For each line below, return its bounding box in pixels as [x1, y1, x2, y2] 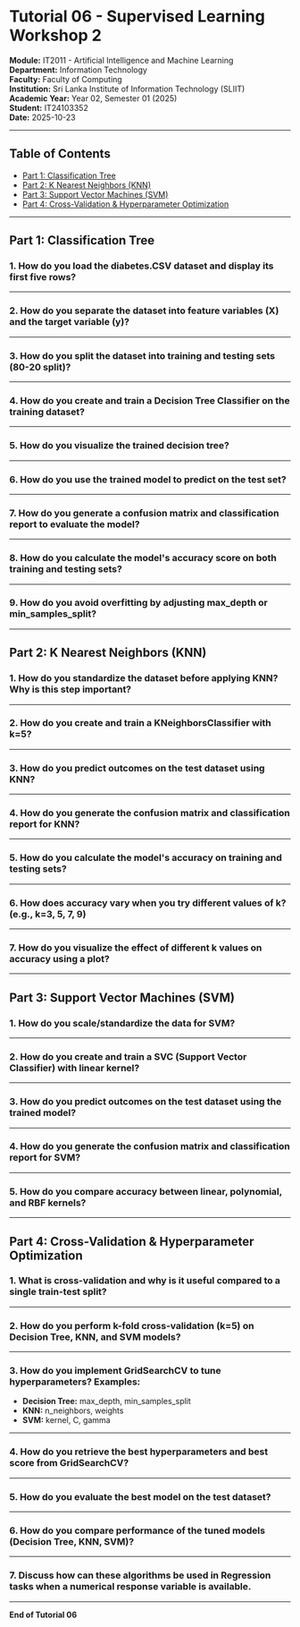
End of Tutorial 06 [9, 1609, 78, 1620]
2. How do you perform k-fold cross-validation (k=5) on [9, 1319, 254, 1332]
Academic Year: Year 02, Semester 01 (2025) [9, 92, 178, 104]
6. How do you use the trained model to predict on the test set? [9, 473, 287, 485]
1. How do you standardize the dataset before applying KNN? [9, 672, 279, 685]
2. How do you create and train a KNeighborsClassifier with [9, 717, 272, 729]
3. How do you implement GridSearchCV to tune [9, 1365, 221, 1377]
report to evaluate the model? [9, 517, 140, 530]
